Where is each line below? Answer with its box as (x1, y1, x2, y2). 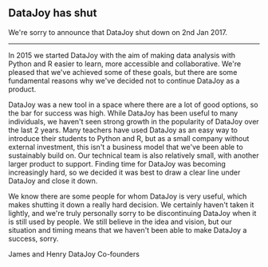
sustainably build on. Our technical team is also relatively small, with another (8, 151, 259, 160)
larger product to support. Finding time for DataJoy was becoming (8, 159, 226, 168)
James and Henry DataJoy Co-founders (8, 249, 140, 258)
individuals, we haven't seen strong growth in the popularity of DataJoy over (8, 116, 259, 126)
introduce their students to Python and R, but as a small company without (8, 133, 250, 143)
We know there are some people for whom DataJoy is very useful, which (8, 191, 247, 201)
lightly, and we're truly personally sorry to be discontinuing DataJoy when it (8, 208, 257, 218)
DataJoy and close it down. (8, 175, 98, 186)
